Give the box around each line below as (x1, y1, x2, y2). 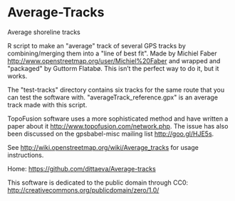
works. (7, 72, 28, 80)
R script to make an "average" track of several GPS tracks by (7, 41, 187, 50)
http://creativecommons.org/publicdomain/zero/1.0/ (7, 185, 160, 194)
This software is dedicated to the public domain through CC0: (7, 178, 189, 187)
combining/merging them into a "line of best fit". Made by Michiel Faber (7, 49, 217, 58)
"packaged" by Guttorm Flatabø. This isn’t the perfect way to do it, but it (7, 64, 219, 72)
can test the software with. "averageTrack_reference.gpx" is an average (7, 93, 219, 102)
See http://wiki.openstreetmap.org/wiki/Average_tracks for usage (7, 143, 199, 151)
